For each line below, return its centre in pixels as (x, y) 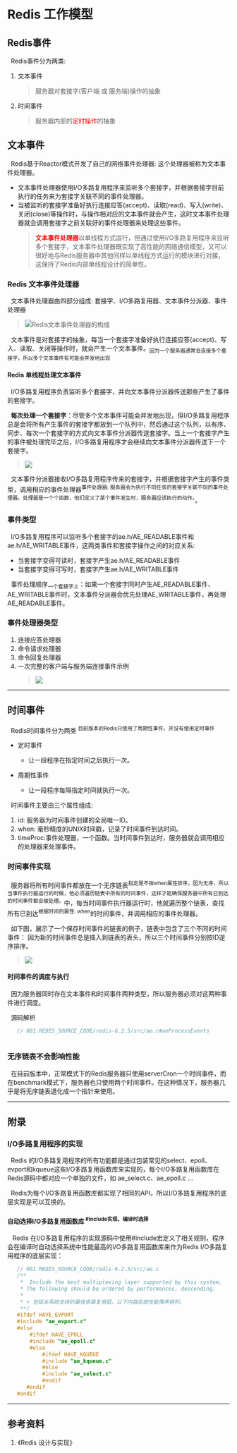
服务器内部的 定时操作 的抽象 (75, 121)
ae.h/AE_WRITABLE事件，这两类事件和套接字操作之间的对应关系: (101, 545)
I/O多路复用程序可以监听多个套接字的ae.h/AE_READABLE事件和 (102, 536)
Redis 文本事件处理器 (43, 284)
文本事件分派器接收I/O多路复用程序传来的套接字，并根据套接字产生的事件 (117, 479)
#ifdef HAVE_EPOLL (56, 1335)
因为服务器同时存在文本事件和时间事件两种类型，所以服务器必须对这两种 (115, 993)
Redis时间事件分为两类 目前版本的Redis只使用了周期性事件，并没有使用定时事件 (113, 729)
